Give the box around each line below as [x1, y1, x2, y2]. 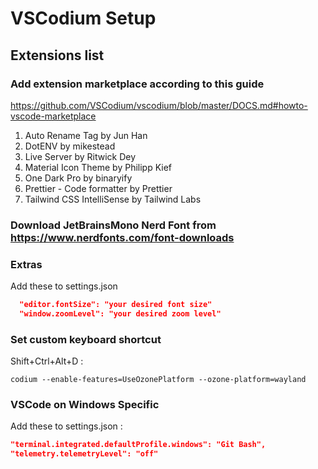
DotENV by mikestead [24, 140, 116, 152]
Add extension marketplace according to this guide [10, 77, 265, 91]
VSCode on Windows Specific [10, 398, 160, 412]
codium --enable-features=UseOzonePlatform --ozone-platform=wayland [10, 375, 307, 385]
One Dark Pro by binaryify [24, 172, 133, 184]
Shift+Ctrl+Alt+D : [10, 355, 84, 367]
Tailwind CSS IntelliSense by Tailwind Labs [24, 193, 202, 205]
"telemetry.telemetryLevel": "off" [10, 449, 159, 459]
